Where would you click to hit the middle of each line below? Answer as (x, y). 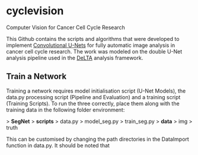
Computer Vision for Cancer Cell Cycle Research (66, 27)
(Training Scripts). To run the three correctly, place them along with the (93, 103)
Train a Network (36, 76)
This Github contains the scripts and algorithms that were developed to (93, 39)
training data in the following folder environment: (66, 110)
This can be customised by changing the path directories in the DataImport (98, 139)
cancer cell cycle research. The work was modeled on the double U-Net (94, 51)
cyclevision (35, 11)
